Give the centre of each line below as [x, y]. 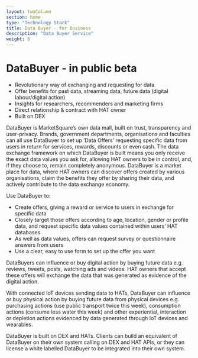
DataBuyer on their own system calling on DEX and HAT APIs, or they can [95, 342]
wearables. [20, 324]
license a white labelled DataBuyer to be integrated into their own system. [96, 348]
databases [27, 232]
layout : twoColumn [29, 12]
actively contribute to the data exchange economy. [68, 184]
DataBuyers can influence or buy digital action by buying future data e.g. [95, 262]
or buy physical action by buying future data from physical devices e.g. [93, 299]
